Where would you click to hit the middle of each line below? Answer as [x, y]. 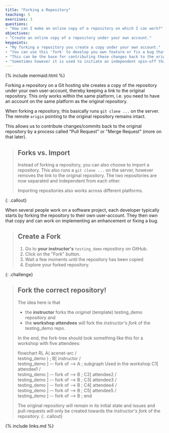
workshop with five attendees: [49, 343]
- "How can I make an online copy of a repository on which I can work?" [84, 29]
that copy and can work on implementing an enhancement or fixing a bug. [82, 221]
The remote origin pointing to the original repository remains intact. [75, 117]
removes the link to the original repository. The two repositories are [87, 176]
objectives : [18, 33]
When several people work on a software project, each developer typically [82, 210]
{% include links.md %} [30, 426]
